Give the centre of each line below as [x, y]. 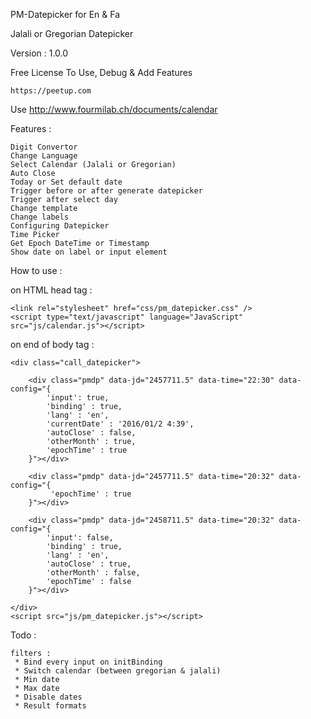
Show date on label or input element [89, 252]
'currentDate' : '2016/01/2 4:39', [120, 424]
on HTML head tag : [51, 290]
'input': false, [80, 538]
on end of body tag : [52, 344]
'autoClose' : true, [89, 564]
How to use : [36, 270]
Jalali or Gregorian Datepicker [72, 33]
